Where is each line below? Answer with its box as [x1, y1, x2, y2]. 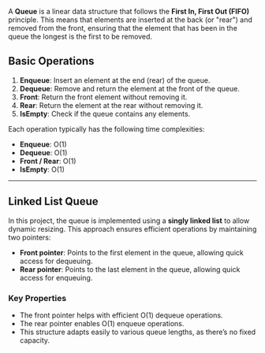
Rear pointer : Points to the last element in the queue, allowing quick [19, 264, 241, 274]
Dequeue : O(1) [19, 147, 68, 157]
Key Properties [8, 292, 67, 303]
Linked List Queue [8, 195, 99, 208]
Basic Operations [8, 54, 95, 68]
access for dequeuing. [19, 256, 93, 266]
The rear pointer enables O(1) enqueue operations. [19, 318, 185, 328]
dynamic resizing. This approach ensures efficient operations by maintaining [8, 224, 257, 233]
